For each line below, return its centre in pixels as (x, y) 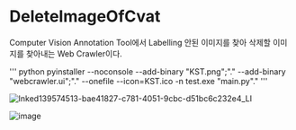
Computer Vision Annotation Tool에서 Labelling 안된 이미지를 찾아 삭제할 (140, 42)
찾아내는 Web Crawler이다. (74, 53)
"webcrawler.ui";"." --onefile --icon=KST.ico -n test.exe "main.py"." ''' (139, 81)
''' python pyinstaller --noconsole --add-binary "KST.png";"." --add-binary (148, 71)
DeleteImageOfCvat (85, 17)
